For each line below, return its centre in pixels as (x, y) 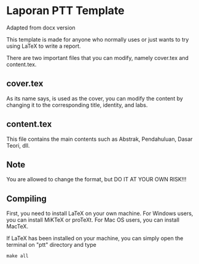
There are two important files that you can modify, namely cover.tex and (98, 58)
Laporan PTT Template (65, 11)
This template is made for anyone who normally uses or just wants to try (98, 39)
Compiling (27, 199)
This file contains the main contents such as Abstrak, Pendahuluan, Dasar (99, 139)
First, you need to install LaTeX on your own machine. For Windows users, (100, 213)
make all (18, 256)
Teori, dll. (18, 145)
